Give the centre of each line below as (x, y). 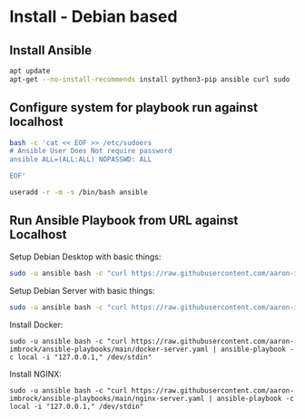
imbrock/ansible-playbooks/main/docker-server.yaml (109, 349)
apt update (30, 71)
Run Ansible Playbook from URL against (124, 221)
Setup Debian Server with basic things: (82, 290)
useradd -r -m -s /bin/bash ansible (79, 192)
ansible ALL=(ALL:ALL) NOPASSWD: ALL (81, 160)
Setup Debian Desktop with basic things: (85, 257)
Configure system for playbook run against (134, 107)
